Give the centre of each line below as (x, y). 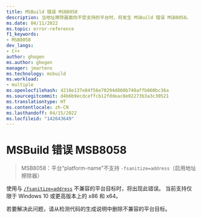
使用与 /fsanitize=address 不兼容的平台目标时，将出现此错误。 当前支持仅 (99, 188)
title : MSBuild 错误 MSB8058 (42, 12)
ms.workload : (23, 79)
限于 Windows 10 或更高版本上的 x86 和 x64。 (64, 196)
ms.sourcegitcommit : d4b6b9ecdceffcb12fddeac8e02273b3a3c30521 (88, 96)
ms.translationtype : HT (36, 101)
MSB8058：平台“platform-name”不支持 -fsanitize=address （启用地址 (109, 168)
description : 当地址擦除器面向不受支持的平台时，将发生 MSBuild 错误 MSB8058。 (99, 18)
